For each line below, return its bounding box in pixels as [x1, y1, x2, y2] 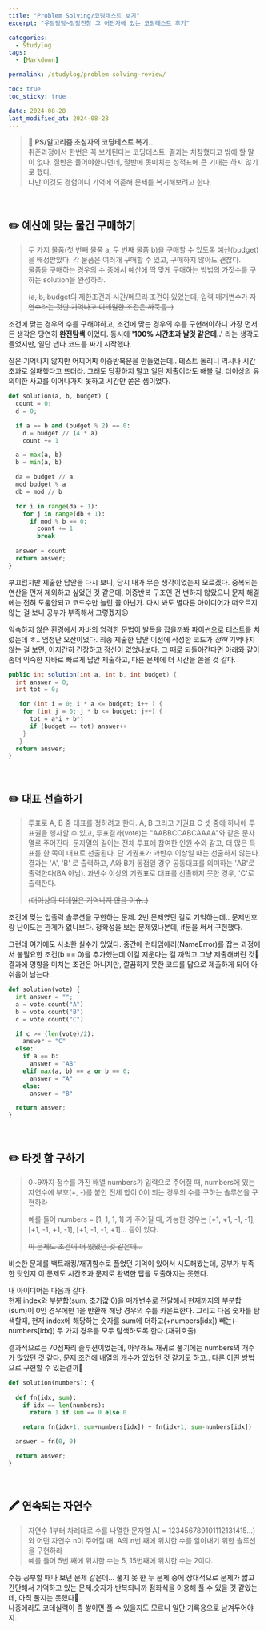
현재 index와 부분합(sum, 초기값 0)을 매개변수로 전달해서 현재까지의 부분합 [8, 1296, 242, 1305]
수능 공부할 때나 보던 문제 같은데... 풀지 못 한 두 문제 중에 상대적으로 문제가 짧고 [8, 1572, 255, 1582]
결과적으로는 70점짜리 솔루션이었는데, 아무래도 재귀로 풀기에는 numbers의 [8, 1342, 241, 1352]
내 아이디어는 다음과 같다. [8, 1285, 88, 1295]
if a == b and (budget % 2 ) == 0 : [15, 422, 130, 430]
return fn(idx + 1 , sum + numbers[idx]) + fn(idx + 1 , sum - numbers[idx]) [22, 1423, 252, 1431]
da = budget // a [15, 473, 74, 481]
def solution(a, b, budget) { [8, 392, 110, 401]
